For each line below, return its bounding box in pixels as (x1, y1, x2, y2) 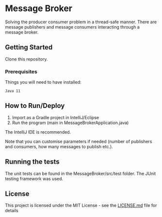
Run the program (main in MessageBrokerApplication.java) (12, 120, 129, 125)
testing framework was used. (5, 175, 64, 182)
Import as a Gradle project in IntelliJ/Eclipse (12, 114, 99, 120)
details (5, 208, 18, 214)
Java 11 (5, 89, 21, 93)
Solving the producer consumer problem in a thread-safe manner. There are (5, 19, 157, 25)
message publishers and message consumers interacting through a (5, 24, 140, 30)
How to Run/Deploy (5, 102, 65, 110)
